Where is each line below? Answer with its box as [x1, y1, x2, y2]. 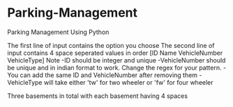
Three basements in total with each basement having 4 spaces [7, 92, 188, 100]
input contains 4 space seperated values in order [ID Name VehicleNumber [7, 49, 223, 57]
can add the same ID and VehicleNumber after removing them [20, 71, 197, 79]
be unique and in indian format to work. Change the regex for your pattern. [7, 63, 222, 72]
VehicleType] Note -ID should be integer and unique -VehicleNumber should [7, 56, 226, 64]
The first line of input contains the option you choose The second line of [7, 41, 215, 49]
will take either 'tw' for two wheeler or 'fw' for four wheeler [43, 78, 214, 86]
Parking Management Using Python [7, 28, 110, 36]
